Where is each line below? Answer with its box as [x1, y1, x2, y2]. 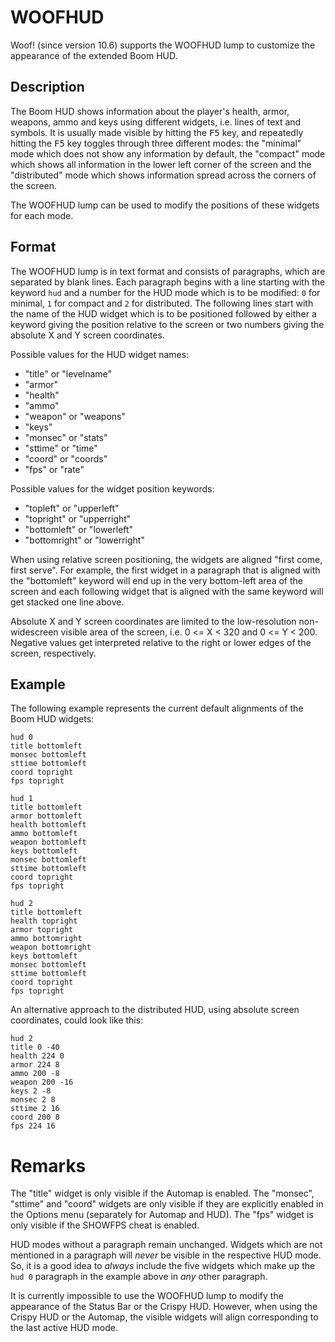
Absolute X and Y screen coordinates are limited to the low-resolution [10, 615, 297, 627]
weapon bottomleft [10, 837, 87, 848]
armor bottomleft [10, 811, 83, 821]
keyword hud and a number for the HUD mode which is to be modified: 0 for [10, 286, 321, 298]
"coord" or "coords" [24, 452, 108, 465]
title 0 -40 [10, 1042, 60, 1053]
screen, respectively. [10, 647, 97, 659]
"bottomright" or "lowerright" [24, 534, 145, 546]
